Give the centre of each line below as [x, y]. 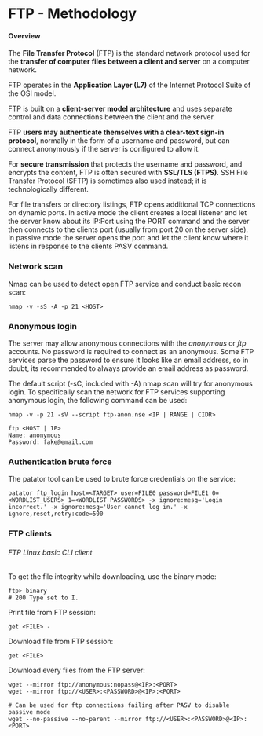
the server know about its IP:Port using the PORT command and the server [129, 222]
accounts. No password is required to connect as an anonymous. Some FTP [131, 351]
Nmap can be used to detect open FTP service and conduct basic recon [125, 284]
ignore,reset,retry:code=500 [56, 514]
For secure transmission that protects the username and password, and [125, 164]
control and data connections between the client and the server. [112, 117]
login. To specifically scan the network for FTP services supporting [117, 392]
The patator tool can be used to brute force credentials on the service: [122, 479]
